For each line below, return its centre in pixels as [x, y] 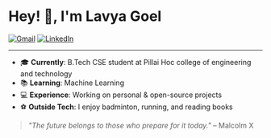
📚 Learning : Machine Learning [72, 83]
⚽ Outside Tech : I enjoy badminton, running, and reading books [126, 107]
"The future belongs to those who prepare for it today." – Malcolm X [141, 125]
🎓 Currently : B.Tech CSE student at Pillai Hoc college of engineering [135, 62]
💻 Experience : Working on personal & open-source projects [121, 95]
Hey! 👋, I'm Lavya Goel [85, 16]
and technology [46, 73]
